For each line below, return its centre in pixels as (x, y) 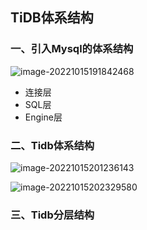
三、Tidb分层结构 (52, 215)
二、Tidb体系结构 (52, 145)
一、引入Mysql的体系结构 (72, 49)
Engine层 (43, 117)
